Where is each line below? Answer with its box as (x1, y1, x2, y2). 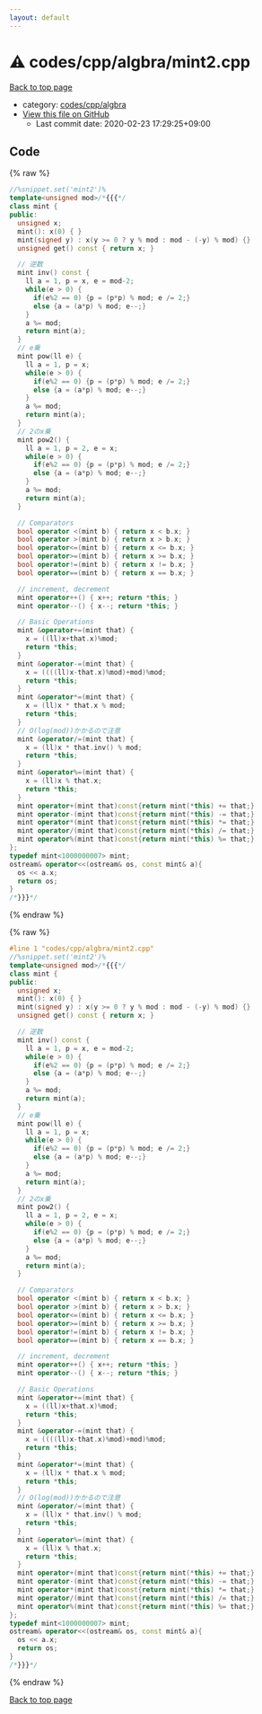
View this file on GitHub (22, 109, 110, 119)
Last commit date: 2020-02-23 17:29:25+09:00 (35, 118, 211, 128)
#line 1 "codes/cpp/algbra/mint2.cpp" (9, 944, 154, 953)
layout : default (9, 13, 70, 22)
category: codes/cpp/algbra (22, 99, 127, 110)
